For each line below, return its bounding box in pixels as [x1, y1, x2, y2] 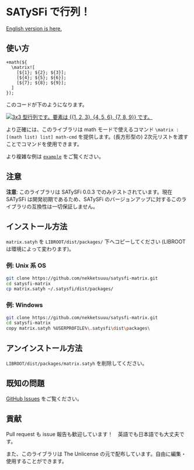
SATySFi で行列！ [6, 5, 91, 19]
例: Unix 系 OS [6, 261, 47, 269]
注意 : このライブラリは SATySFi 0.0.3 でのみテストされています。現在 [6, 188, 173, 195]
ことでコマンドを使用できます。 [6, 140, 83, 147]
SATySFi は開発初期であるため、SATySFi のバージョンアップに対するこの [6, 195, 182, 202]
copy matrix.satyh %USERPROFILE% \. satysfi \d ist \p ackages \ [6, 326, 150, 331]
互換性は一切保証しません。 [31, 203, 98, 210]
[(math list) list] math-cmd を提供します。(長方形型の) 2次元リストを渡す [6, 133, 189, 140]
